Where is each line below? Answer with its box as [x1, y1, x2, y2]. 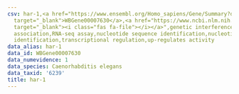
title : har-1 [7, 76, 46, 83]
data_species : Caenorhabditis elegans [7, 63, 122, 70]
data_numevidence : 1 [7, 57, 69, 64]
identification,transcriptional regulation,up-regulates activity [14, 37, 215, 44]
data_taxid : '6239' [7, 69, 65, 76]
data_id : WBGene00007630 [7, 50, 81, 57]
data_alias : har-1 [7, 43, 62, 50]
